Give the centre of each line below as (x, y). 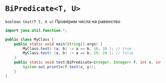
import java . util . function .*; (36, 30)
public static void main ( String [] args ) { (58, 44)
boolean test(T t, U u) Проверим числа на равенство (63, 21)
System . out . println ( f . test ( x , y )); (60, 67)
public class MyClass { (30, 39)
